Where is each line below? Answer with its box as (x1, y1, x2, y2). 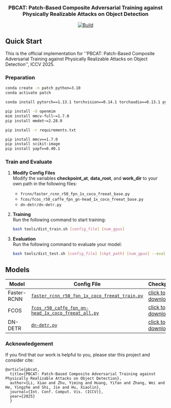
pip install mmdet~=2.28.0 (5, 118, 63, 124)
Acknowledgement (5, 340, 53, 347)
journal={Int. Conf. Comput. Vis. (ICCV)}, (10, 390, 103, 395)
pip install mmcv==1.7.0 (5, 137, 58, 142)
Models (5, 265, 30, 274)
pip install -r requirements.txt (5, 127, 76, 133)
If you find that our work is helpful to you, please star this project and (5, 352, 150, 358)
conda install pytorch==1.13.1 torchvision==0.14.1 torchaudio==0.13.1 (5, 100, 160, 105)
